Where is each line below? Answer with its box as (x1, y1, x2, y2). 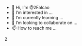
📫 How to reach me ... (11, 25, 57, 31)
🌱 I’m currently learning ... (11, 15, 64, 20)
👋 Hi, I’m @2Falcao (11, 5, 49, 10)
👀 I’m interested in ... (11, 10, 53, 15)
